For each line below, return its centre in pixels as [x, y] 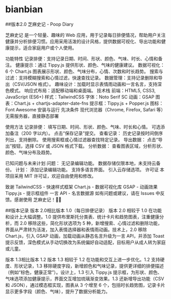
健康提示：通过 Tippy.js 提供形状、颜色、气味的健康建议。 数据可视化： [90, 65]
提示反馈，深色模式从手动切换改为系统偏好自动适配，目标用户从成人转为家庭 [85, 242]
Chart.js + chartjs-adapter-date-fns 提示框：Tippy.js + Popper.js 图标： [89, 103]
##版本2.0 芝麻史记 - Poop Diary [39, 24]
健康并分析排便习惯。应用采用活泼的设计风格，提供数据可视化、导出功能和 [83, 41]
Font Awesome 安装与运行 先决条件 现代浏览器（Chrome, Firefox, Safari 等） [85, 109]
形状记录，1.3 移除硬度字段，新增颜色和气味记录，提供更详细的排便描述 [89, 266]
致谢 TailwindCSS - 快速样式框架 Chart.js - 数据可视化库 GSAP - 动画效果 [81, 187]
